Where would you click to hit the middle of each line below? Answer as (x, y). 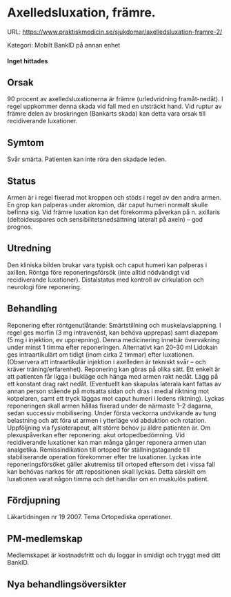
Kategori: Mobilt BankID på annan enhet (64, 45)
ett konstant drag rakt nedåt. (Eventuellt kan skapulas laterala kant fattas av (114, 384)
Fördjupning (34, 500)
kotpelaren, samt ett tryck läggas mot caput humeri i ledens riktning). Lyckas (116, 398)
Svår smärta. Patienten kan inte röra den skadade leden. (87, 159)
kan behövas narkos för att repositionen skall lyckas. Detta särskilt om (107, 471)
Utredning (29, 248)
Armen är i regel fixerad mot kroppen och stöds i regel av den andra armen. (114, 197)
